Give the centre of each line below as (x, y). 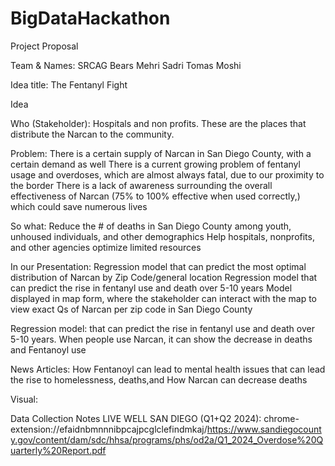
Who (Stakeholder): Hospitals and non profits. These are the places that (158, 123)
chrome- (281, 418)
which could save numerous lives (79, 206)
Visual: (24, 399)
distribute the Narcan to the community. (92, 134)
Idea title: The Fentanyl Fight (69, 84)
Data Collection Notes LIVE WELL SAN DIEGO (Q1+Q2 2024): (136, 418)
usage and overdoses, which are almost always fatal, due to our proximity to (167, 174)
